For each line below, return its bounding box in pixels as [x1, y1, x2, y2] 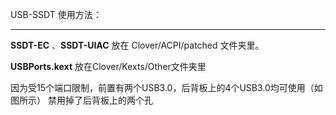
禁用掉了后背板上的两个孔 [47, 94, 153, 106]
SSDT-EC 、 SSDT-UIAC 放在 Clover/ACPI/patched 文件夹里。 [10, 39, 265, 51]
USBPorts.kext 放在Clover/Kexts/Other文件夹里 [10, 61, 207, 72]
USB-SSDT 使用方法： [10, 9, 102, 20]
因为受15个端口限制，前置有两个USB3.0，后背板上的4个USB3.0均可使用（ [10, 82, 315, 93]
